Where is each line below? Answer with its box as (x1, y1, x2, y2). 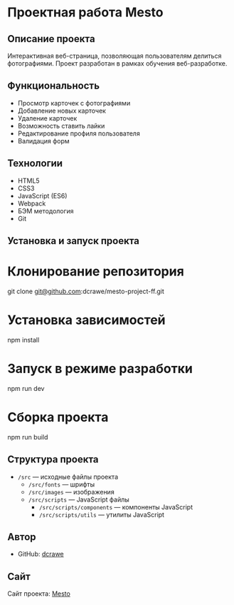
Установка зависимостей (7, 312, 166, 328)
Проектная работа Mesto (7, 4, 164, 21)
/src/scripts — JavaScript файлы (28, 495, 129, 504)
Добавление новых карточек (17, 106, 107, 115)
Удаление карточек (17, 113, 78, 122)
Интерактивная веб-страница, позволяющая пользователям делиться (7, 51, 222, 60)
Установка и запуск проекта (7, 235, 140, 247)
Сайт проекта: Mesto (7, 589, 71, 598)
